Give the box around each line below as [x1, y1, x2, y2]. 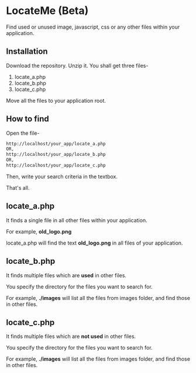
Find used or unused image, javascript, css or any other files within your [6, 23, 180, 30]
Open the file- [6, 130, 40, 137]
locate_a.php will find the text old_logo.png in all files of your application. [6, 239, 183, 246]
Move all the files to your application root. [6, 97, 106, 104]
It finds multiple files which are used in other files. [6, 271, 127, 278]
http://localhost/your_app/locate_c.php [6, 162, 106, 169]
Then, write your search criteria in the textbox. [6, 173, 118, 180]
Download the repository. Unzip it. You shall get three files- [6, 62, 149, 69]
